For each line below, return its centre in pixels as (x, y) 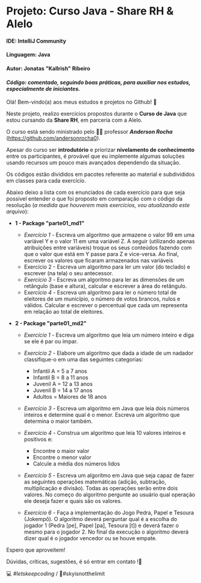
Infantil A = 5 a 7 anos (60, 371)
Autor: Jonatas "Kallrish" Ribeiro (48, 68)
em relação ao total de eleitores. (64, 312)
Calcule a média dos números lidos (76, 464)
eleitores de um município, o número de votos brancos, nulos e (102, 299)
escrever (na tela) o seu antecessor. (68, 273)
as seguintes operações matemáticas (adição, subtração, (95, 482)
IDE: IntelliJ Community (36, 41)
